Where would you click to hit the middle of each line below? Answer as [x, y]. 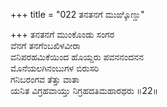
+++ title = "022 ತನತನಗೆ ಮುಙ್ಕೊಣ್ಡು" [77, 14]
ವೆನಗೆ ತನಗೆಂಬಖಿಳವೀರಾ [45, 45]
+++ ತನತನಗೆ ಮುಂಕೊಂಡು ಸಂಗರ [62, 34]
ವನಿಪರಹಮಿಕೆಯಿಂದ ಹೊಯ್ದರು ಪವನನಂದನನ [77, 57]
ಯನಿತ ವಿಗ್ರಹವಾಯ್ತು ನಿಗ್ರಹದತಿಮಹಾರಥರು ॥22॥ [84, 90]
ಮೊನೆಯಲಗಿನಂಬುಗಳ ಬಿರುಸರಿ [55, 68]
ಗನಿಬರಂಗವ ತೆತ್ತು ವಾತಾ [45, 79]
